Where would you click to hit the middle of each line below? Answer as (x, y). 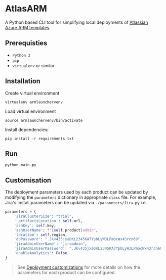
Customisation (28, 180)
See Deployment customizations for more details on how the (79, 267)
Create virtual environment (32, 93)
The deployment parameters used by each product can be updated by (77, 192)
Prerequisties (26, 43)
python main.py (21, 165)
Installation (23, 81)
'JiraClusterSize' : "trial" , (44, 216)
